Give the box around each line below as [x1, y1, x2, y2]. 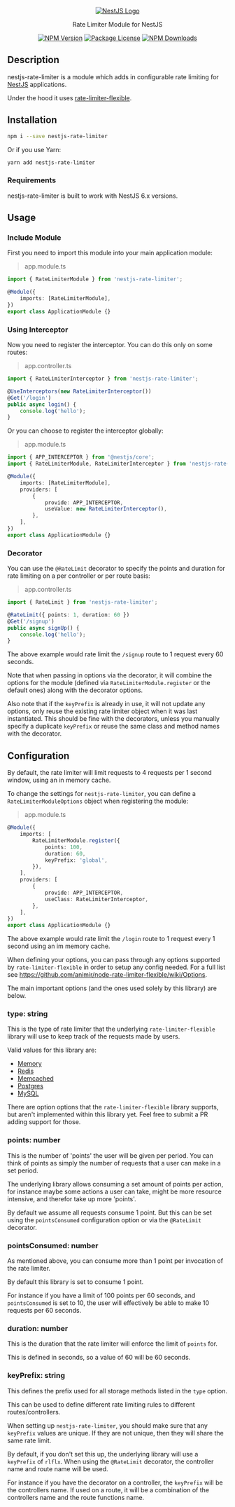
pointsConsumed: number [7, 1241, 99, 1250]
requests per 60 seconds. [7, 1306, 82, 1315]
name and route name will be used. [7, 1464, 108, 1473]
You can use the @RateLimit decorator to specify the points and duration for [7, 565, 226, 573]
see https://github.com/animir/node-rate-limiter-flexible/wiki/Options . [7, 971, 208, 979]
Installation [7, 114, 57, 126]
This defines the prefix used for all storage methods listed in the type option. [7, 1386, 227, 1395]
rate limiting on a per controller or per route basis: [7, 572, 150, 580]
